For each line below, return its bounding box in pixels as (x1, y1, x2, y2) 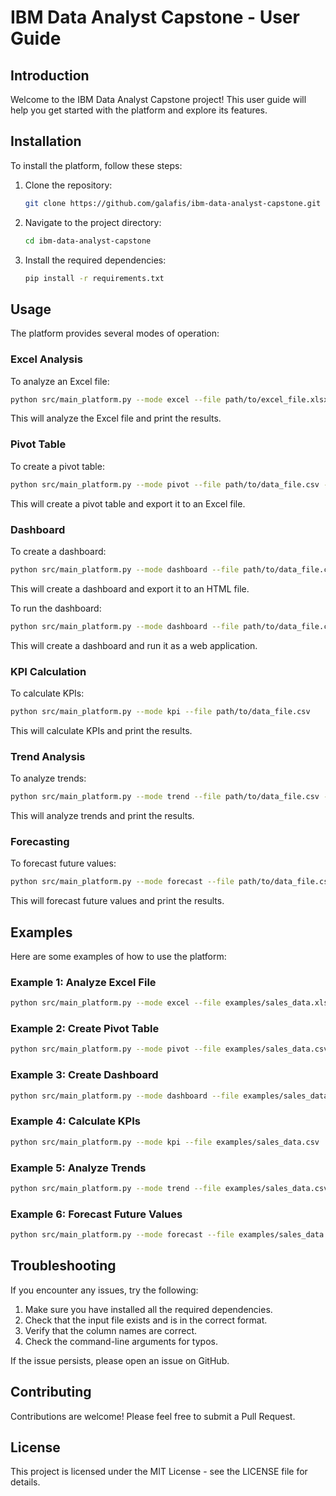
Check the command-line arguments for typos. (24, 1335, 218, 1347)
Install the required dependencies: (24, 254, 167, 266)
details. (10, 1476, 41, 1488)
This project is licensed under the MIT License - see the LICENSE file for (10, 1466, 308, 1478)
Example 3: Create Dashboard (10, 1068, 159, 1082)
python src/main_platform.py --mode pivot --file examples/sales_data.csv (10, 1044, 329, 1055)
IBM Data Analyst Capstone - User (10, 6, 300, 29)
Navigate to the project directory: (24, 216, 162, 228)
